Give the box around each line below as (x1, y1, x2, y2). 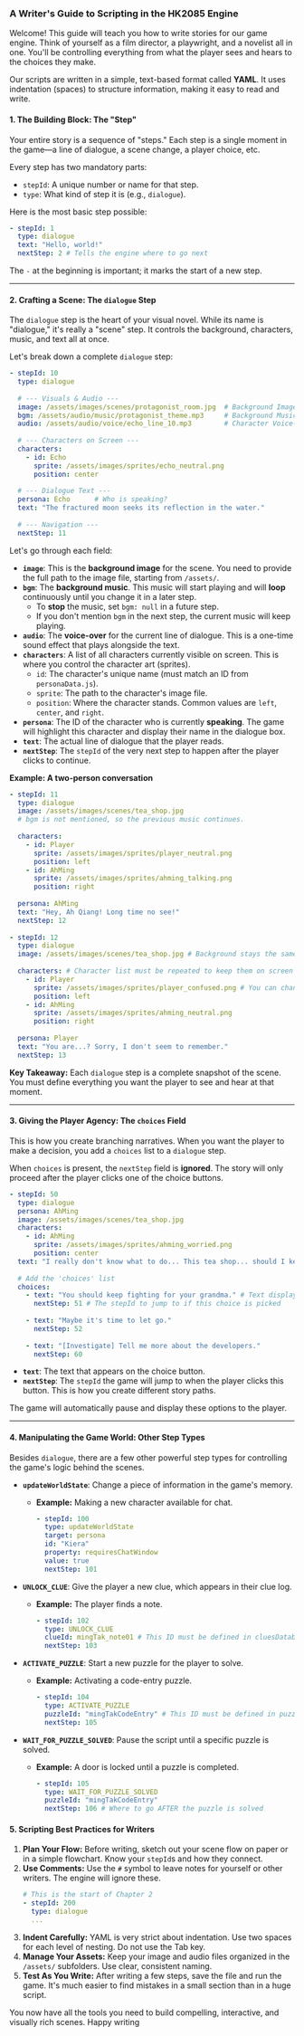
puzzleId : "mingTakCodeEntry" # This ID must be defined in (43, 1709, 276, 1718)
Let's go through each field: (9, 545, 113, 556)
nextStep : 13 (17, 1051, 67, 1060)
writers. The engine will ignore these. (22, 1872, 161, 1884)
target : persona (43, 1531, 106, 1540)
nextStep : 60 (33, 1349, 83, 1359)
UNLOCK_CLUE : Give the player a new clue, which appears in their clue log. (22, 1581, 292, 1592)
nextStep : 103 (43, 1641, 98, 1651)
